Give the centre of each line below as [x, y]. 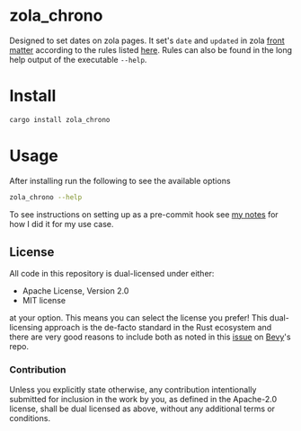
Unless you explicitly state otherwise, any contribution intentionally [133, 389]
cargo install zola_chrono [60, 119]
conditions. [30, 418]
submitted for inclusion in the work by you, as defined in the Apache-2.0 [143, 399]
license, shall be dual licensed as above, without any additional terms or [142, 409]
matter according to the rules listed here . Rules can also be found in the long [151, 49]
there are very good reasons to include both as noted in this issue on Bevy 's [150, 337]
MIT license [44, 301]
